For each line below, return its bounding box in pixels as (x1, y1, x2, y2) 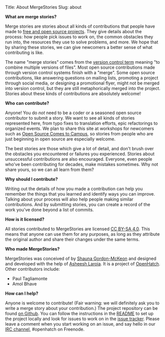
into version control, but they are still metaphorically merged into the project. (5, 85, 161, 91)
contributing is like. (5, 49, 44, 55)
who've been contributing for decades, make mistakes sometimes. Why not (5, 162, 159, 167)
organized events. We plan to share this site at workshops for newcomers (5, 126, 154, 131)
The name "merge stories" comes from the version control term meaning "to (5, 59, 160, 65)
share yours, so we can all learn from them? (5, 167, 94, 172)
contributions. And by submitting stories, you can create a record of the (5, 202, 150, 207)
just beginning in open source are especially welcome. (5, 136, 116, 142)
